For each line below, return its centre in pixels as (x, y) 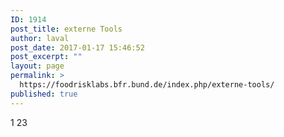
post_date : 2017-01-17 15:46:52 (77, 47)
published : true (44, 94)
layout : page (37, 66)
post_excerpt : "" (46, 57)
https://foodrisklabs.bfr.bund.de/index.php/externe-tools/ (147, 85)
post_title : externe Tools (66, 29)
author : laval (40, 38)
